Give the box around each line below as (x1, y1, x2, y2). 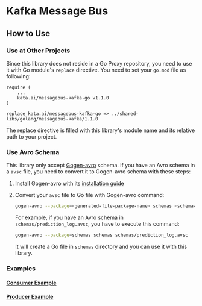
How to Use (6, 28, 51, 39)
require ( (6, 84, 31, 90)
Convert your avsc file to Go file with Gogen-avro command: (14, 192, 165, 199)
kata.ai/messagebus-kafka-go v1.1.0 (17, 95, 110, 101)
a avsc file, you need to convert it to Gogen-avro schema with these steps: (6, 168, 191, 175)
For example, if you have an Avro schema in (14, 214, 124, 221)
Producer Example (6, 293, 54, 301)
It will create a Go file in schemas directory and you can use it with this (14, 243, 188, 250)
